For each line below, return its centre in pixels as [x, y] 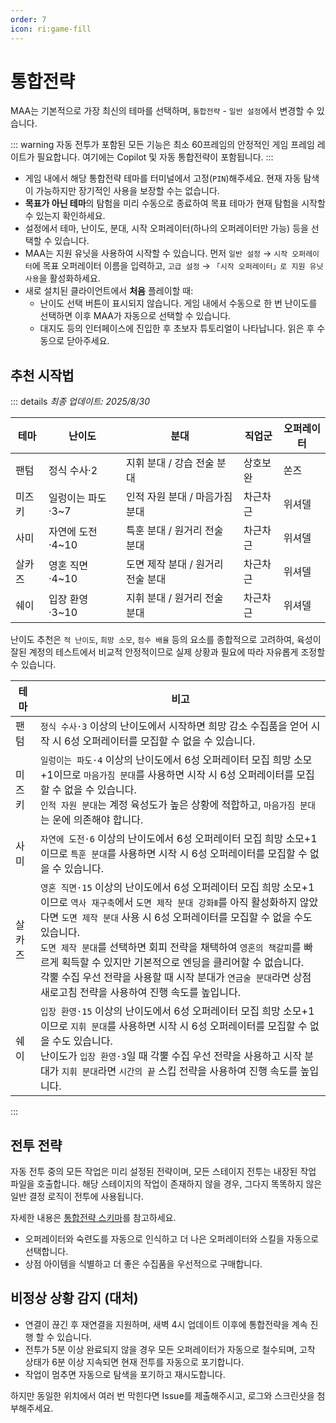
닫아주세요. [88, 341]
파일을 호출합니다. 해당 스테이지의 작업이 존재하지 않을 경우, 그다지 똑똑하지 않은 [166, 1184]
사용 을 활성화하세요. [62, 278]
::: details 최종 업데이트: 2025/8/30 [80, 402]
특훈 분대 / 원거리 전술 [175, 531]
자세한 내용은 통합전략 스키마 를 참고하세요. [93, 1218]
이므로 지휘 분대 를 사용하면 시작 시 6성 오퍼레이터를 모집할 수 [173, 1026]
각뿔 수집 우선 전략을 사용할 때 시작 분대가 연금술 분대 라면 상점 [175, 978]
